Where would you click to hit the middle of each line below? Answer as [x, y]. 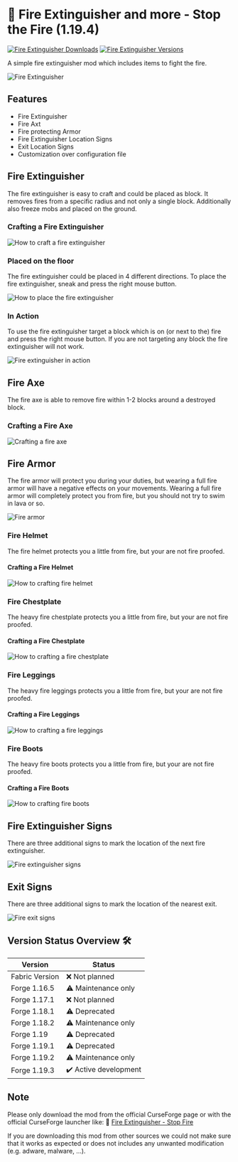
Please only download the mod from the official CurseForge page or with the [119, 1114]
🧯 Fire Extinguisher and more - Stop [114, 15]
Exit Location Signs [46, 146]
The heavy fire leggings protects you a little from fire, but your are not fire [115, 690]
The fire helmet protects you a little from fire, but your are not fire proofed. [116, 551]
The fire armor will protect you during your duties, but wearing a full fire [112, 481]
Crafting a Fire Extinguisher [56, 227]
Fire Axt [29, 124]
